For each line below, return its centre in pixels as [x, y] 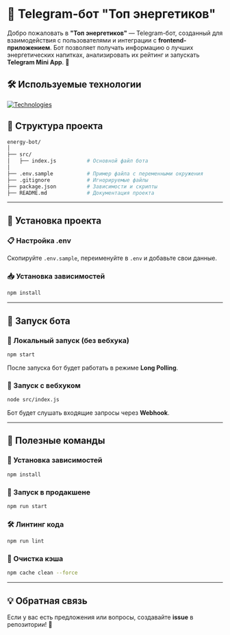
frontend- [172, 40]
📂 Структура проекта [55, 126]
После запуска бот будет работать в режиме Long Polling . [93, 368]
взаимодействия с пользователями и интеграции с [82, 40]
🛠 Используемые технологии [74, 85]
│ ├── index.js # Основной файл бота [78, 161]
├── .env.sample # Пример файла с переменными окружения [105, 173]
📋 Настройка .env [39, 241]
